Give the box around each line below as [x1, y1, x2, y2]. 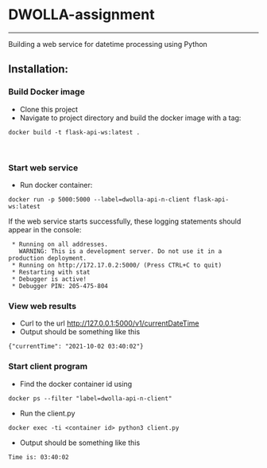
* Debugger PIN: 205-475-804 [11, 282, 109, 290]
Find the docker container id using [19, 379, 133, 388]
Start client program [8, 361, 88, 372]
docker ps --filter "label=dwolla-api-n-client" [8, 394, 172, 403]
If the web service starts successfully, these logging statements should [8, 216, 242, 226]
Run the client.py [19, 408, 75, 418]
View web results [8, 300, 77, 311]
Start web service [8, 162, 79, 173]
